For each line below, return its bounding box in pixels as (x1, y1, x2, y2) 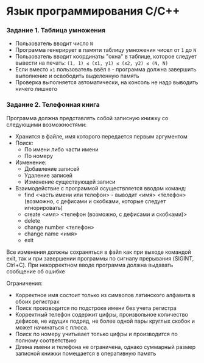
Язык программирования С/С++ (6, 4, 180, 18)
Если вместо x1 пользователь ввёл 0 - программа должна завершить (15, 66, 197, 73)
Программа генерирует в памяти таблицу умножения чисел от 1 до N (15, 46, 197, 54)
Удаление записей (24, 171, 73, 179)
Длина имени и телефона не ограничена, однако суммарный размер (15, 343, 196, 350)
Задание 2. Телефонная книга (6, 101, 100, 109)
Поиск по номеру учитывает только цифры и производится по (15, 330, 178, 337)
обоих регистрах (15, 298, 60, 305)
